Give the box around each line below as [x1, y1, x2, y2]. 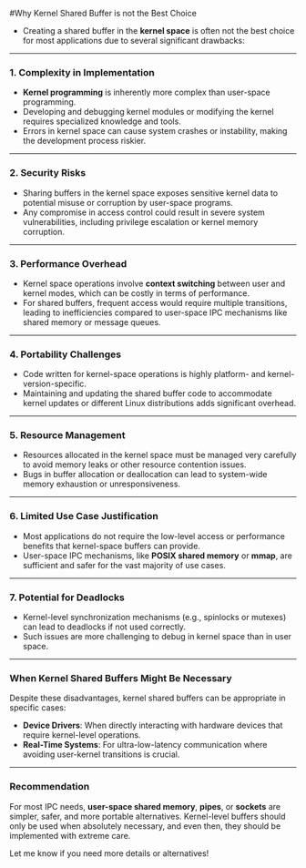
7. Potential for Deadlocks [9, 591, 125, 604]
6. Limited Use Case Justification [9, 510, 159, 523]
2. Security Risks [9, 167, 87, 179]
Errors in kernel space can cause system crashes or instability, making [22, 126, 288, 137]
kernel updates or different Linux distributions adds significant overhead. [22, 398, 297, 409]
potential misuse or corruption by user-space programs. [22, 197, 234, 208]
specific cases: [9, 702, 66, 713]
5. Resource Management [9, 429, 126, 442]
